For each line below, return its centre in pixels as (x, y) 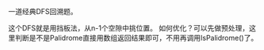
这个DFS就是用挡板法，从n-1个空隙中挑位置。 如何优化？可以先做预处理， (129, 28)
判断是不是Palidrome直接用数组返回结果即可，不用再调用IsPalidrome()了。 (136, 38)
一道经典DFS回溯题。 (43, 11)
